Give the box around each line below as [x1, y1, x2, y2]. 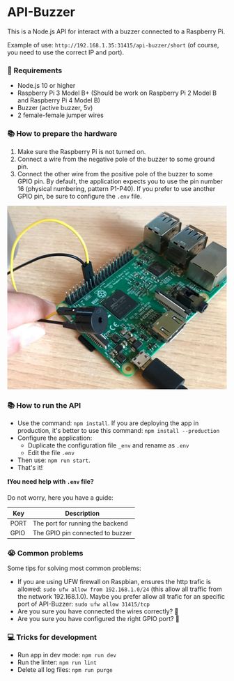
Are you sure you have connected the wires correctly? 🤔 [17, 607, 179, 615]
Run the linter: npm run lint [17, 658, 97, 666]
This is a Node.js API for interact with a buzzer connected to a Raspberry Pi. [7, 27, 225, 36]
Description [65, 509, 100, 517]
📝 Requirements [7, 66, 63, 75]
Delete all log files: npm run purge [17, 666, 113, 674]
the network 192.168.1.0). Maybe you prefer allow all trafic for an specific [17, 592, 225, 600]
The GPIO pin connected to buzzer [32, 529, 132, 537]
